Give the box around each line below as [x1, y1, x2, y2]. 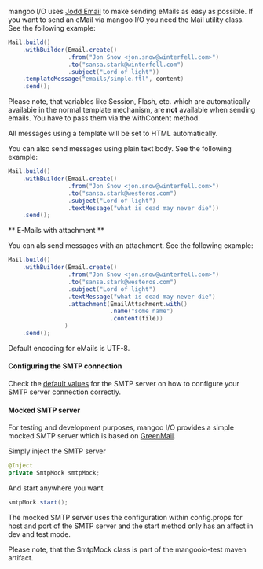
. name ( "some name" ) [109, 307, 174, 316]
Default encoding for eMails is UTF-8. [8, 343, 130, 353]
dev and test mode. [8, 529, 71, 538]
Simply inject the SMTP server [8, 446, 106, 456]
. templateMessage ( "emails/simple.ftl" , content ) [22, 75, 184, 83]
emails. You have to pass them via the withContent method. [8, 113, 200, 123]
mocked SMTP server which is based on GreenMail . [8, 431, 176, 441]
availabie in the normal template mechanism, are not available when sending [8, 105, 256, 115]
